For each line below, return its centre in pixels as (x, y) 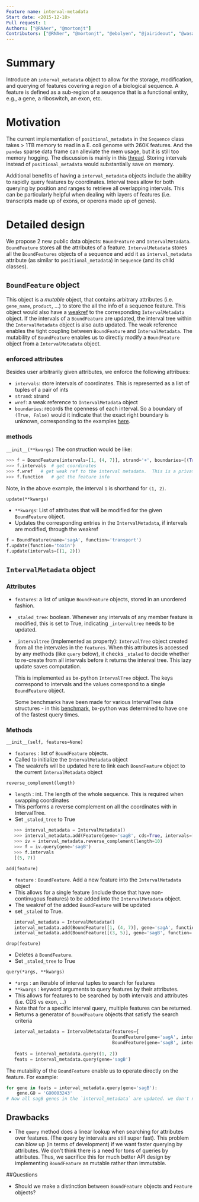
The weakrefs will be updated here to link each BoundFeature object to (100, 766)
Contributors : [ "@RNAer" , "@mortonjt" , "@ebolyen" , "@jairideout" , (91, 34)
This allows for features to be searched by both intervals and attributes (101, 995)
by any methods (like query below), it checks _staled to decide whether (102, 654)
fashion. (25, 605)
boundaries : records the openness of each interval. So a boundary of (99, 409)
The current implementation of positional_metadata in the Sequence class (95, 139)
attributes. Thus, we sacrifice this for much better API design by (93, 1157)
